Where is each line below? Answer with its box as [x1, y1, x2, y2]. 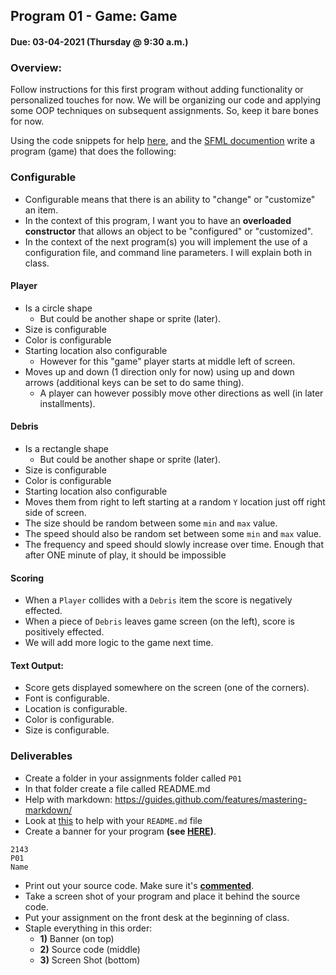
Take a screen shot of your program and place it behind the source [24, 890, 301, 902]
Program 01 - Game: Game [10, 8, 178, 25]
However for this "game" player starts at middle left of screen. [39, 355, 296, 367]
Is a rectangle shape [24, 442, 110, 454]
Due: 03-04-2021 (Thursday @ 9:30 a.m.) [10, 35, 189, 48]
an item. [24, 204, 59, 216]
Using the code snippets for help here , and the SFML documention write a [10, 135, 316, 147]
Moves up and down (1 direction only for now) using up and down [24, 365, 295, 378]
